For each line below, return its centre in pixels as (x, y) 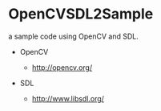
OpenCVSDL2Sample (81, 14)
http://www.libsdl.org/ (68, 98)
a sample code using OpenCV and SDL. (73, 36)
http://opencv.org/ (62, 67)
